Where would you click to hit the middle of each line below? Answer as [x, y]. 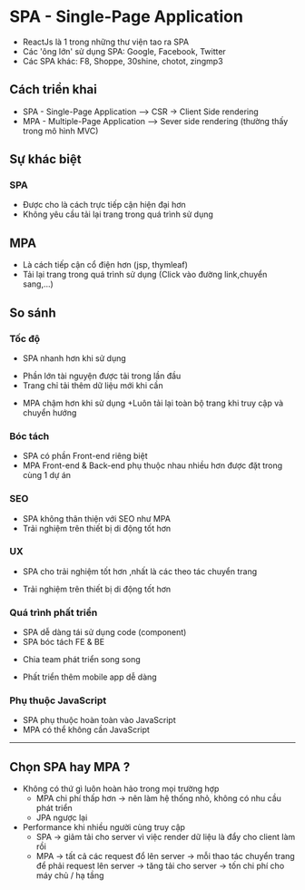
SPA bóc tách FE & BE [64, 642]
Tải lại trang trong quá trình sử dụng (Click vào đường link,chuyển [145, 275]
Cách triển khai [53, 89]
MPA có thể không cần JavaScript [86, 730]
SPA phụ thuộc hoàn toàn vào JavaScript [99, 720]
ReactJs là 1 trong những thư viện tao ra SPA [105, 42]
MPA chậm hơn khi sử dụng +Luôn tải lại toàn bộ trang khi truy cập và [153, 403]
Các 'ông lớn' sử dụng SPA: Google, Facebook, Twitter [124, 51]
